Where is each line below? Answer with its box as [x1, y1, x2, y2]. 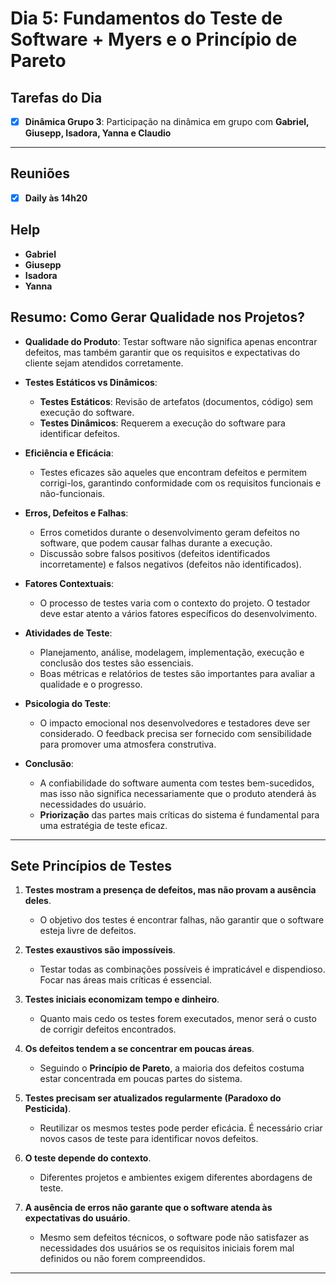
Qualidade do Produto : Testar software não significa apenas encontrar [24, 335, 318, 347]
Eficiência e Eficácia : [24, 447, 114, 459]
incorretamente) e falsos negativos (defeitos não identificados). [39, 558, 302, 570]
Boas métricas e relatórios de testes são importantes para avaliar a [39, 667, 316, 679]
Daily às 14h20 [24, 192, 88, 204]
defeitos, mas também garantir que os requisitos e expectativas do [24, 346, 301, 358]
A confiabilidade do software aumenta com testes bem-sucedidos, [39, 777, 315, 789]
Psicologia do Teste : [24, 697, 112, 709]
